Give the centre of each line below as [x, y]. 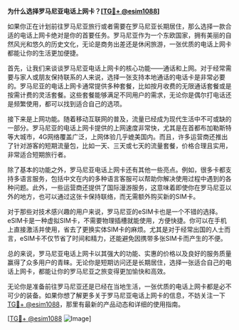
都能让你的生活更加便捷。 [45, 53]
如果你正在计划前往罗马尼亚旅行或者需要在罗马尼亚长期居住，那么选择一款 [116, 26]
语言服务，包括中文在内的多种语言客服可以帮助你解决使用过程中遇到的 [122, 179]
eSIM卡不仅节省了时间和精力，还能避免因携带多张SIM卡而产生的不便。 [123, 238]
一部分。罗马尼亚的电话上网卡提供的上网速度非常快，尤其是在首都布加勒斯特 [119, 128]
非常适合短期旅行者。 [38, 155]
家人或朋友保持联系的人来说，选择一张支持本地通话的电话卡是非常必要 [122, 77]
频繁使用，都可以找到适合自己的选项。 [69, 104]
